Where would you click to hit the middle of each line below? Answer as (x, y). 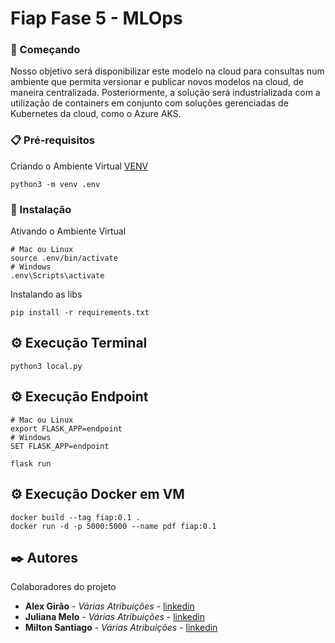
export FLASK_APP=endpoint (66, 428)
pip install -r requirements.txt (80, 313)
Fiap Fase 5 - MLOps (96, 18)
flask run (31, 463)
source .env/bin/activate (64, 258)
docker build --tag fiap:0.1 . (75, 517)
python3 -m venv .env (55, 184)
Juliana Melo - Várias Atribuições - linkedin (114, 617)
